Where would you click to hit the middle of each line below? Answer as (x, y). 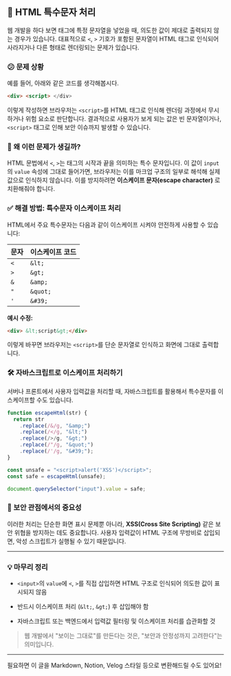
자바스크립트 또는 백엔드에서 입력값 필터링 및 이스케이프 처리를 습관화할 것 (116, 621)
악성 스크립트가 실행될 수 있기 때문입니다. (71, 541)
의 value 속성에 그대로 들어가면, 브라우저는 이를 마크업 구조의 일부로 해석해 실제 (114, 172)
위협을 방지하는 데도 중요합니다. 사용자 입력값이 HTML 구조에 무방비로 (108, 532)
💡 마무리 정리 (27, 567)
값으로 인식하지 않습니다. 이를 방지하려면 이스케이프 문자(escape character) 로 (114, 180)
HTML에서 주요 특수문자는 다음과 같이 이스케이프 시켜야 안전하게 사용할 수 (107, 225)
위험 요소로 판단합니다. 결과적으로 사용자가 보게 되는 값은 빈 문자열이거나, (123, 118)
